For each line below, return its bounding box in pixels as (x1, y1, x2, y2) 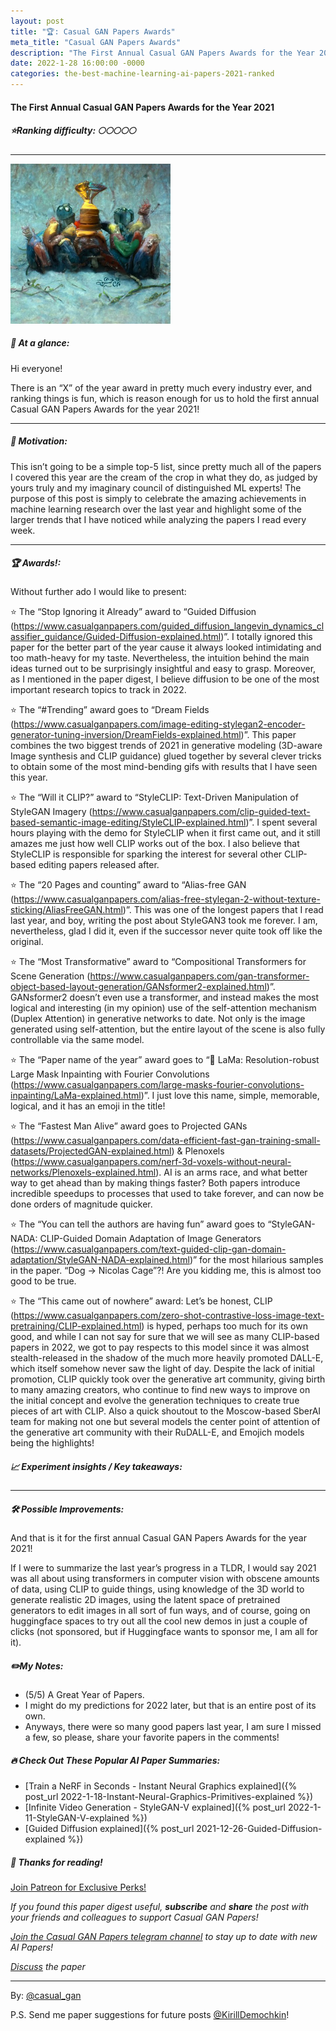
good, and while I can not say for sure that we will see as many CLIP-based (10, 1331, 320, 1343)
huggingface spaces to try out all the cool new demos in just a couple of (10, 1615, 308, 1627)
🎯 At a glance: (10, 337, 70, 349)
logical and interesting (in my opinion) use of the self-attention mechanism (10, 1002, 317, 1014)
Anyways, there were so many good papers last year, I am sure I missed (24, 1721, 322, 1733)
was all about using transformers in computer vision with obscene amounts (10, 1573, 320, 1585)
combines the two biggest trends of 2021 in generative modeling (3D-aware (10, 740, 323, 752)
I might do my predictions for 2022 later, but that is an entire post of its (24, 1700, 317, 1712)
